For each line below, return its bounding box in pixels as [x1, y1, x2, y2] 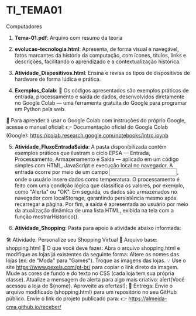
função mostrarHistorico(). [14, 213, 79, 220]
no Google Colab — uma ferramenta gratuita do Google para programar [14, 99, 187, 106]
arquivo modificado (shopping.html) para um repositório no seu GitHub [6, 288, 177, 296]
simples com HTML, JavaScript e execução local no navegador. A [14, 162, 173, 169]
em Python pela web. [14, 105, 66, 112]
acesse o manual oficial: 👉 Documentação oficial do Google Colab [6, 123, 169, 130]
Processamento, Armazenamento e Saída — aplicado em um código [14, 156, 179, 163]
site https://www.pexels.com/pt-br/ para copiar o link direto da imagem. [6, 263, 179, 270]
